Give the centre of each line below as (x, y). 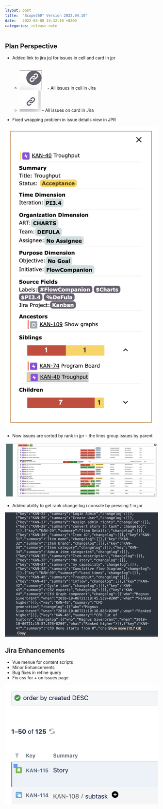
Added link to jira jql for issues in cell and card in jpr (64, 58)
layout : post (18, 10)
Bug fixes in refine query (37, 672)
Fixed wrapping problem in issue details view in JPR (64, 120)
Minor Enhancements (33, 667)
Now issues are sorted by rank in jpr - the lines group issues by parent (82, 435)
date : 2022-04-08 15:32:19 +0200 (41, 20)
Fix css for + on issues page (40, 677)
